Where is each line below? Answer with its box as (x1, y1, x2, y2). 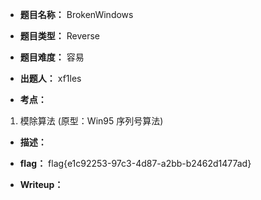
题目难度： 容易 (19, 51, 85, 63)
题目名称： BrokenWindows (19, 9, 134, 20)
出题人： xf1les (19, 73, 82, 84)
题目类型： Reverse (19, 30, 101, 42)
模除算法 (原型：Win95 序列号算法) (19, 115, 164, 127)
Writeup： (19, 179, 64, 190)
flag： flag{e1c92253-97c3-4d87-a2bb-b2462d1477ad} (19, 158, 252, 169)
